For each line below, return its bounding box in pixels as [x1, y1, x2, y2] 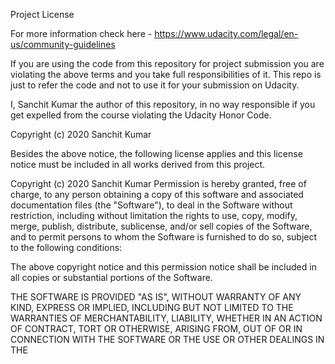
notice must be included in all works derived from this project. [10, 159, 266, 170]
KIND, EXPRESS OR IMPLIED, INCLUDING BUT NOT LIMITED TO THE [10, 302, 294, 313]
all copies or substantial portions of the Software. [10, 272, 213, 283]
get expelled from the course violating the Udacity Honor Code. [10, 109, 272, 121]
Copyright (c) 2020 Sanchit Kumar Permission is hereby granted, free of [10, 178, 307, 189]
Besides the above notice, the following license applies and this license [10, 148, 303, 159]
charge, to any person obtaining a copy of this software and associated [10, 189, 304, 200]
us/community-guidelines [10, 39, 116, 50]
